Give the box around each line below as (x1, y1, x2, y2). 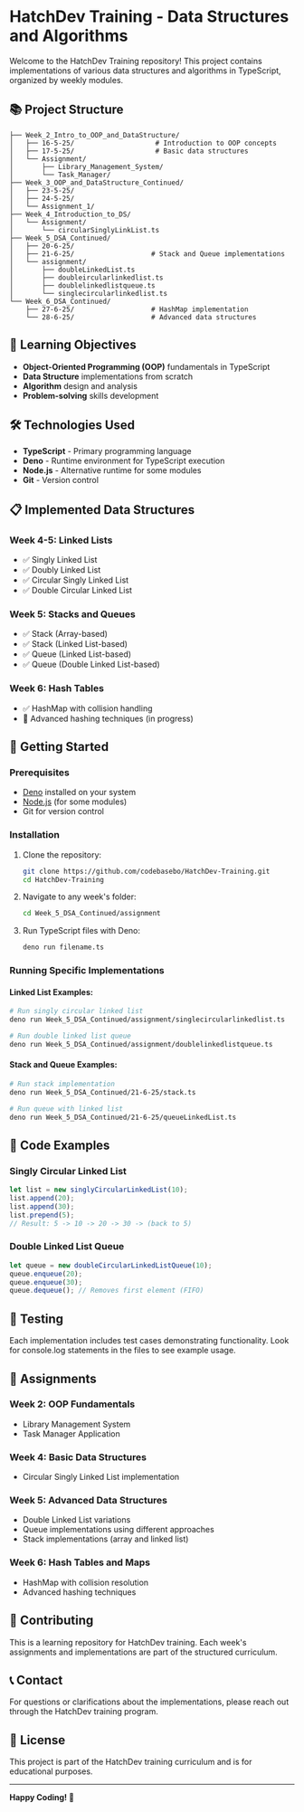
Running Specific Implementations (9, 964, 165, 977)
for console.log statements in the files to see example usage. (9, 1345, 237, 1356)
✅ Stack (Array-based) (22, 629, 109, 640)
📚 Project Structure (9, 102, 124, 118)
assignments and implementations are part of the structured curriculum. (9, 1646, 278, 1657)
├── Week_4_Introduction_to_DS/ (9, 210, 131, 219)
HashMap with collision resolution (22, 1577, 149, 1588)
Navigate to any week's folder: (22, 891, 138, 902)
